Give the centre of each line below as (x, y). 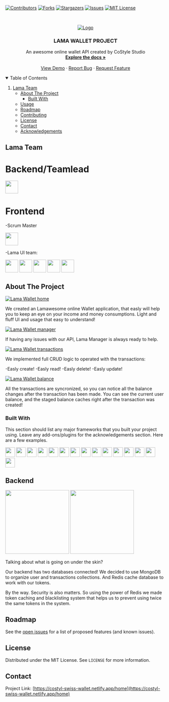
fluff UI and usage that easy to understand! (50, 320)
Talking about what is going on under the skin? (54, 562)
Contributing (33, 115)
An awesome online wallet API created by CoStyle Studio (86, 52)
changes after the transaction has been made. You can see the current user (84, 394)
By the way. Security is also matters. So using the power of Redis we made (84, 593)
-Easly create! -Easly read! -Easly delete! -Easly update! (64, 369)
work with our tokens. (28, 583)
